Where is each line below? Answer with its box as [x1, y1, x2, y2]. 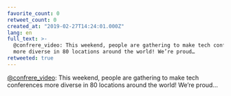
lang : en [7, 29, 32, 36]
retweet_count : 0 [7, 16, 57, 23]
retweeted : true [7, 55, 54, 62]
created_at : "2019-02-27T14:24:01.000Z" [7, 23, 125, 29]
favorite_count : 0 [7, 10, 60, 17]
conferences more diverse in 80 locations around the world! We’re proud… [7, 80, 219, 89]
